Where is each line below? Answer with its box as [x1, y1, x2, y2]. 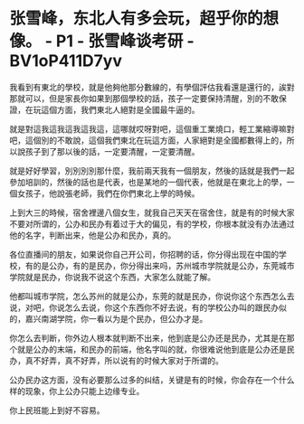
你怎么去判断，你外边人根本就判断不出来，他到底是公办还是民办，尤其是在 [9, 332, 287, 344]
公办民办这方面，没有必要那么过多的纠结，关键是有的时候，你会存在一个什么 [9, 374, 295, 385]
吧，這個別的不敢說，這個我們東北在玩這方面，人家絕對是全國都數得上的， [9, 135, 287, 146]
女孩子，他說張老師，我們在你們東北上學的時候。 [16, 187, 200, 199]
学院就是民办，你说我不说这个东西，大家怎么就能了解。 [9, 271, 215, 282]
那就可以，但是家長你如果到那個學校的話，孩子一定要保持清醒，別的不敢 [9, 92, 279, 104]
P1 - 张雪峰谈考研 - [55, 31, 195, 52]
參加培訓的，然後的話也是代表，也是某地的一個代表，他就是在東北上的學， [9, 176, 287, 187]
